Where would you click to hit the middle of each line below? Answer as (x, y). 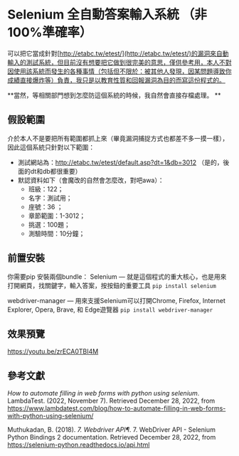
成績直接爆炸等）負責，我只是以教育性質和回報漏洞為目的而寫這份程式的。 (116, 80)
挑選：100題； (49, 224)
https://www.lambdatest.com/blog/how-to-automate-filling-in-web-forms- (117, 408)
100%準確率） (50, 32)
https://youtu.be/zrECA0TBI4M (53, 351)
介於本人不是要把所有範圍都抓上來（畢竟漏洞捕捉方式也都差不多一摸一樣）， (118, 138)
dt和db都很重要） (56, 171)
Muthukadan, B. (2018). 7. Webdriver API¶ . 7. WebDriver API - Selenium (111, 430)
